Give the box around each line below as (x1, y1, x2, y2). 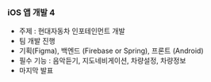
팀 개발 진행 (18, 36, 56, 46)
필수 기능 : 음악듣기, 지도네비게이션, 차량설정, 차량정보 (18, 56, 186, 65)
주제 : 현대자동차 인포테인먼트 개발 (18, 26, 125, 36)
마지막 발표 (18, 65, 54, 76)
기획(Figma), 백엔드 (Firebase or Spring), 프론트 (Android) (18, 46, 204, 56)
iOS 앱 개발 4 (7, 6, 56, 17)
